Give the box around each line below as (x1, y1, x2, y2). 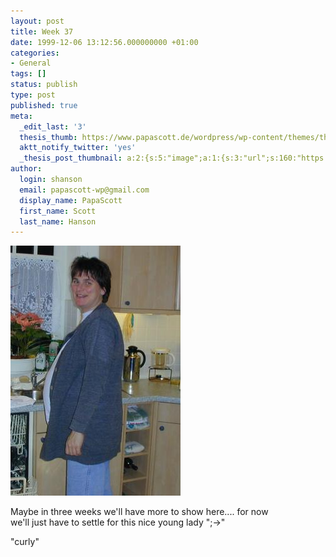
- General (10, 58, 52, 69)
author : (10, 164, 43, 174)
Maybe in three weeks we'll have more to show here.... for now (10, 506, 269, 518)
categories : (10, 48, 60, 58)
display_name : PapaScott (19, 195, 123, 205)
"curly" (10, 536, 40, 548)
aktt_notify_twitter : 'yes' (19, 143, 137, 153)
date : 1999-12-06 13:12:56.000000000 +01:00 (10, 37, 199, 47)
